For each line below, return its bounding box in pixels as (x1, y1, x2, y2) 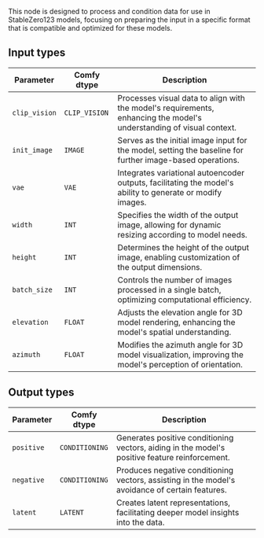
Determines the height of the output (117, 241, 250, 252)
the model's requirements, (117, 102, 214, 113)
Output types (8, 385, 75, 400)
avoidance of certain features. (116, 484, 228, 495)
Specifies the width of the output (117, 209, 239, 220)
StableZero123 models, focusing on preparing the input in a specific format (8, 15, 251, 24)
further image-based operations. (117, 154, 240, 165)
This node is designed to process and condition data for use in (8, 7, 211, 16)
